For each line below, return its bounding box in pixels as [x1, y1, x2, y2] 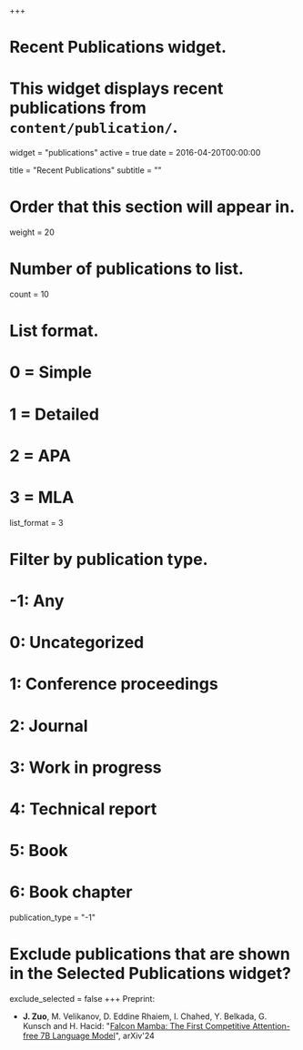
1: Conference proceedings [9, 674, 218, 694]
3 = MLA [9, 487, 75, 508]
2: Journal [9, 715, 88, 736]
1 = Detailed [9, 404, 100, 424]
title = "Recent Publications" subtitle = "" [9, 165, 162, 176]
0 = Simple [9, 362, 93, 383]
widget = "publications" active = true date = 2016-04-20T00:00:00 [9, 147, 261, 158]
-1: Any [9, 591, 65, 611]
